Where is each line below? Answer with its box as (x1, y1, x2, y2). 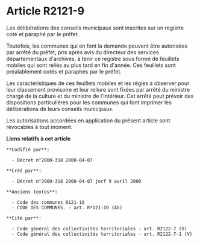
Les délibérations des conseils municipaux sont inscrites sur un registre (6, 24, 184, 31)
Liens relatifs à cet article (6, 134, 71, 142)
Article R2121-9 (6, 4, 85, 18)
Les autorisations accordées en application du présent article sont (6, 116, 170, 124)
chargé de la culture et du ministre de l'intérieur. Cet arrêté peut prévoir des (6, 92, 194, 99)
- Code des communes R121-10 (11, 199, 85, 206)
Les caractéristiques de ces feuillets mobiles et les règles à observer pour (6, 80, 190, 87)
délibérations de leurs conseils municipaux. (6, 105, 114, 112)
